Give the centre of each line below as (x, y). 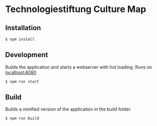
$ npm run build (22, 118)
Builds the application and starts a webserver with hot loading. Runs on (78, 67)
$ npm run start (22, 81)
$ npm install (20, 39)
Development (27, 55)
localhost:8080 (21, 72)
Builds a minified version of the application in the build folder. (68, 109)
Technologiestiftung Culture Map (76, 9)
